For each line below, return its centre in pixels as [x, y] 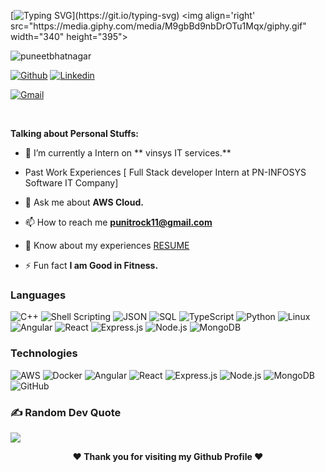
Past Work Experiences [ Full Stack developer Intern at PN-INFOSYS [165, 172]
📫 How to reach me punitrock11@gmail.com [118, 222]
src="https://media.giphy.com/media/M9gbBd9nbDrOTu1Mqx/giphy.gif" [158, 26]
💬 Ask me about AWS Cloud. [84, 202]
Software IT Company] [71, 183]
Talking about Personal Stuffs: [74, 133]
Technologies [44, 353]
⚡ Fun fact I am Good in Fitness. [91, 265]
